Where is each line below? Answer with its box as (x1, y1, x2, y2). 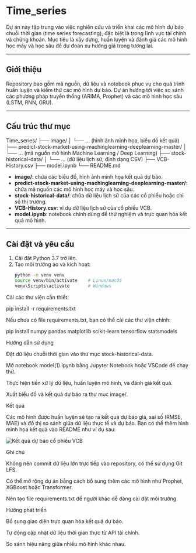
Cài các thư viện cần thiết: (6, 294, 69, 301)
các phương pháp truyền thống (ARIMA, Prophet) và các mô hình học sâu (6, 93, 183, 100)
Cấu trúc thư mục (6, 121, 71, 131)
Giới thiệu (6, 64, 42, 74)
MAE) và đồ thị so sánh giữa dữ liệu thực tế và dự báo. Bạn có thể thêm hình (6, 420, 189, 426)
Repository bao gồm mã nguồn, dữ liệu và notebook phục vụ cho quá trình (6, 80, 185, 87)
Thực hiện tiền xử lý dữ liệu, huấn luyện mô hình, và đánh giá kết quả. (6, 380, 173, 386)
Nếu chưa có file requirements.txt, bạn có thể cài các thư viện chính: (6, 316, 171, 323)
